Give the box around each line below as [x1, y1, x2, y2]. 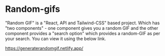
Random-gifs [5, 3, 60, 15]
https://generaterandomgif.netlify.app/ [5, 45, 83, 51]
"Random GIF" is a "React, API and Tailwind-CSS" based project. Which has [5, 20, 160, 26]
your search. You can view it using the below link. [5, 36, 107, 42]
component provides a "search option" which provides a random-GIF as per [5, 30, 160, 36]
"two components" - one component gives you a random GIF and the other [5, 25, 159, 31]
